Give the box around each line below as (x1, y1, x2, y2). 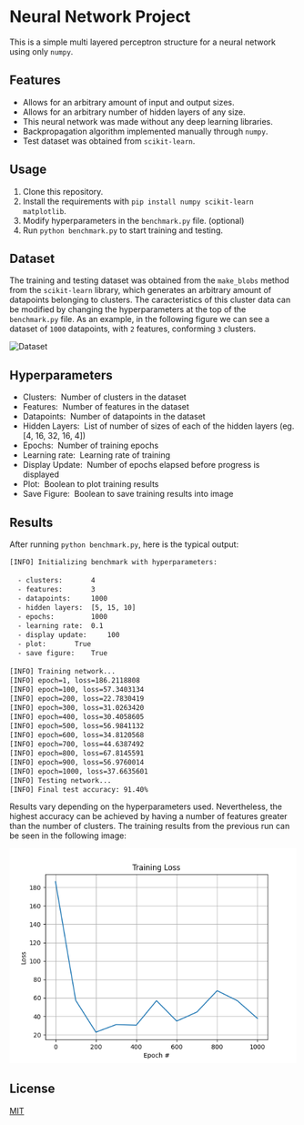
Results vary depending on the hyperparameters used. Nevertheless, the (9, 801, 282, 812)
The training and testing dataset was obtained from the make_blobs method (9, 275, 289, 286)
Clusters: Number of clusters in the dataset (22, 391, 187, 402)
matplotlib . (22, 205, 66, 216)
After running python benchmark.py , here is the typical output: (9, 539, 239, 550)
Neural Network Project (9, 6, 191, 27)
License (9, 1081, 56, 1097)
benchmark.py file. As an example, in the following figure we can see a (9, 314, 270, 325)
